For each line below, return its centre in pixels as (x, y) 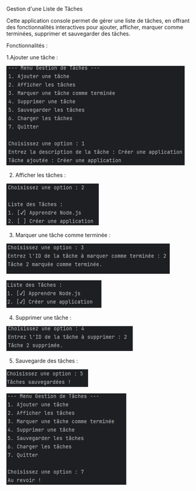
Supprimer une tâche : (43, 318)
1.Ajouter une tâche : (32, 57)
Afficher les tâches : (40, 175)
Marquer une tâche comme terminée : (63, 235)
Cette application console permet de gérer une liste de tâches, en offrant (98, 20)
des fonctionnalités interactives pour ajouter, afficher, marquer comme (95, 27)
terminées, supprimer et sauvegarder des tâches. (68, 34)
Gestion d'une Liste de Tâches (45, 9)
